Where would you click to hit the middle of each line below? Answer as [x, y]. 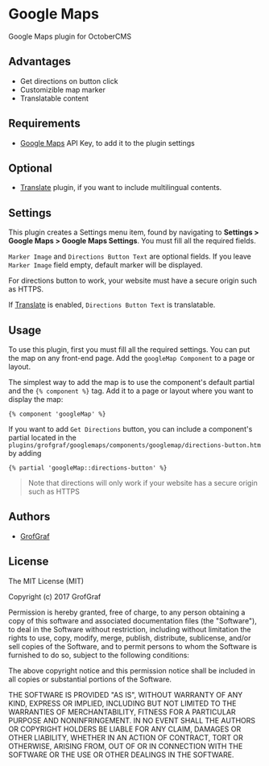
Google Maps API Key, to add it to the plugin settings [107, 143]
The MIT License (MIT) [46, 581]
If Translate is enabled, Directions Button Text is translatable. [112, 305]
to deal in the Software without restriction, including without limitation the [130, 629]
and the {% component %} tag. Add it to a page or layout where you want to [131, 391]
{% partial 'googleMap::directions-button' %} [88, 468]
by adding [25, 453]
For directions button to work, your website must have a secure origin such [133, 281]
